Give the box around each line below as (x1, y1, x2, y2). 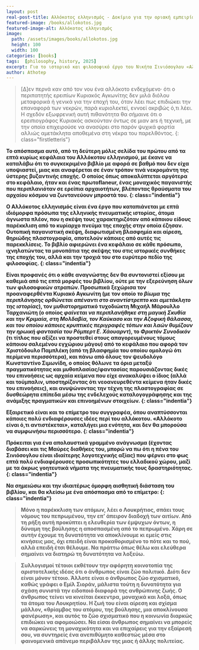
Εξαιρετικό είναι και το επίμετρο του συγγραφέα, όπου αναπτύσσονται (6, 409, 188, 416)
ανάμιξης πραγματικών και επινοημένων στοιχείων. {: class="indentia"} (6, 397, 192, 404)
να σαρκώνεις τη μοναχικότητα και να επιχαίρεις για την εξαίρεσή (20, 625, 192, 632)
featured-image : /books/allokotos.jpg (6, 20, 102, 26)
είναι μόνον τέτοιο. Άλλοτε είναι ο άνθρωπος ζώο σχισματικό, (20, 575, 181, 582)
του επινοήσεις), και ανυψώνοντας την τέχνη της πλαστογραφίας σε (6, 385, 184, 392)
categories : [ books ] (6, 53, 57, 59)
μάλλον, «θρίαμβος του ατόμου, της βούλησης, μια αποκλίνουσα (20, 606, 188, 613)
